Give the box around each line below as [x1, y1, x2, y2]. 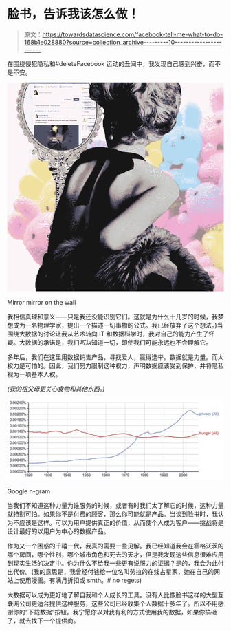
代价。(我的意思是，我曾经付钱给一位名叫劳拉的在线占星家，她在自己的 [12, 568, 214, 576]
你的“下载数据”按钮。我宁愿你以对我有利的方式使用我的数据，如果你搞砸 [12, 608, 218, 617]
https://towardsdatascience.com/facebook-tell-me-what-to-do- [42, 30, 223, 39]
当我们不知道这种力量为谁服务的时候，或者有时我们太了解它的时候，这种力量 [7, 502, 224, 510]
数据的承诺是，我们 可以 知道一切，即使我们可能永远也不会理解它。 [25, 338, 212, 346]
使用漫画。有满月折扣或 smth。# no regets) [19, 576, 142, 585]
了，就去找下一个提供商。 [7, 617, 80, 625]
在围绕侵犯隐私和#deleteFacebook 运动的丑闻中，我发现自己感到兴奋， [7, 59, 209, 67]
